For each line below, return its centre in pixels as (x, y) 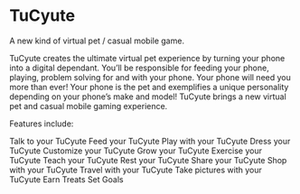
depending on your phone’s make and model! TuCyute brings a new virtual (148, 97)
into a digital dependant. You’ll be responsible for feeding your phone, (139, 68)
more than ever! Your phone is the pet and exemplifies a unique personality (149, 87)
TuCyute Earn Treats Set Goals (66, 179)
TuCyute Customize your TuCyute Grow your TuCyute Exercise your (136, 151)
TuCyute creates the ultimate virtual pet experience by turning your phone (147, 58)
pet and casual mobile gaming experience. (89, 106)
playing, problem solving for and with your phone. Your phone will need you (150, 77)
